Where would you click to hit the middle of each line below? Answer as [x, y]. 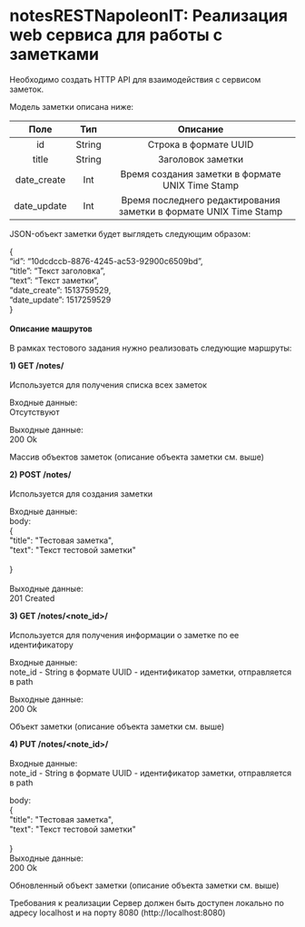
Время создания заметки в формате [201, 173]
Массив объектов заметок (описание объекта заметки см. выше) [137, 457]
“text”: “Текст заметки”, [54, 280]
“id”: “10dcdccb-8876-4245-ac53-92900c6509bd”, [106, 261]
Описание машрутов [51, 329]
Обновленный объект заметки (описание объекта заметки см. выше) [144, 885]
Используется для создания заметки [81, 493]
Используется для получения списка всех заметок [108, 385]
